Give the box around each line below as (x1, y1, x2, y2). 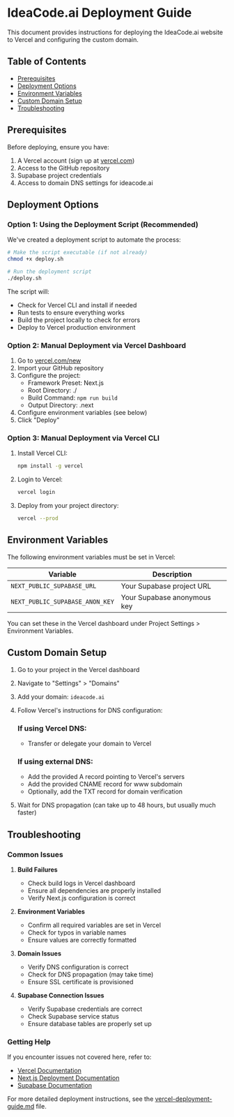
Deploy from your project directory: (17, 502, 119, 510)
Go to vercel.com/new (17, 356, 81, 365)
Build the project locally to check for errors (17, 316, 141, 324)
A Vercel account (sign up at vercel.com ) (17, 156, 135, 165)
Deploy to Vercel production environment (17, 323, 136, 331)
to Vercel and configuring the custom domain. (7, 35, 139, 43)
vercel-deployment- (155, 1095, 212, 1103)
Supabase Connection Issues (17, 991, 104, 1000)
